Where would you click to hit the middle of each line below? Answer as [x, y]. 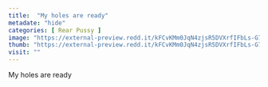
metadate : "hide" [37, 23]
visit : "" [25, 52]
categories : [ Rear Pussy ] [55, 30]
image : [19, 38]
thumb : [19, 45]
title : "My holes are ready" [59, 15]
